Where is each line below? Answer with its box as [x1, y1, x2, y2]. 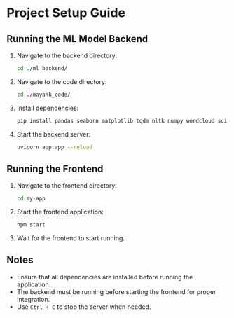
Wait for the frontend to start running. [16, 234, 125, 242]
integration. [16, 295, 50, 303]
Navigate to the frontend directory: [16, 181, 117, 190]
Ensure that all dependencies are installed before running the [16, 272, 193, 281]
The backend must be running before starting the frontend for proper [16, 287, 216, 296]
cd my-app [16, 195, 46, 202]
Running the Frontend [6, 163, 104, 174]
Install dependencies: [16, 104, 79, 112]
